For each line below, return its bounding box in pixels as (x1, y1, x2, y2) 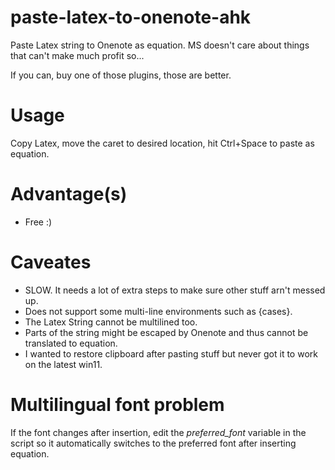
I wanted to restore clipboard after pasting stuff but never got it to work (24, 347, 318, 360)
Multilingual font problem (10, 393, 225, 416)
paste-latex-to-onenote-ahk (10, 6, 252, 29)
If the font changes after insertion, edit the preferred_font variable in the (10, 426, 307, 438)
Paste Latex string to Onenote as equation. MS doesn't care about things (10, 39, 310, 51)
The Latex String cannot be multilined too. (24, 316, 198, 328)
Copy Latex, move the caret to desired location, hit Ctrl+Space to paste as (10, 137, 315, 149)
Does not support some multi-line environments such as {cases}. (24, 305, 293, 317)
